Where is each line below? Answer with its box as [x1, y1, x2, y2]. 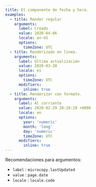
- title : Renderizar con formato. [10, 91, 82, 97]
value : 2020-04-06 [18, 31, 57, 36]
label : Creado [18, 26, 49, 31]
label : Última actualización [18, 59, 80, 64]
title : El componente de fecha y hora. [5, 7, 89, 13]
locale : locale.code [12, 177, 55, 183]
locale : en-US [18, 36, 49, 41]
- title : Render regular [10, 17, 62, 22]
